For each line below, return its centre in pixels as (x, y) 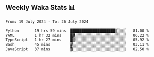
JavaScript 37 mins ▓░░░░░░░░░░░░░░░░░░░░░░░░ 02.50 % (77, 49)
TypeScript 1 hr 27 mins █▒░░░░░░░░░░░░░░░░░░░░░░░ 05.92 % (77, 40)
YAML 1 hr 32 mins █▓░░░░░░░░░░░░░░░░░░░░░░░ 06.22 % (77, 35)
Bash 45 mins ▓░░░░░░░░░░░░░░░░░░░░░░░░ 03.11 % (77, 45)
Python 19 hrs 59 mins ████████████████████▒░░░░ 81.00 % (77, 31)
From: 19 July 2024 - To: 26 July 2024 (47, 22)
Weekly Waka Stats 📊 (40, 8)
